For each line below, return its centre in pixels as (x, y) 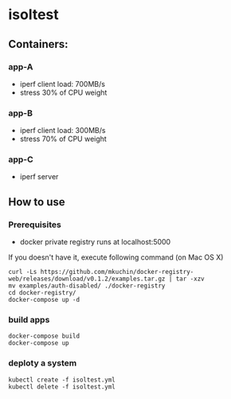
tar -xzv (190, 279)
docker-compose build (44, 336)
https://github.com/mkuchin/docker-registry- (117, 272)
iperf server (39, 177)
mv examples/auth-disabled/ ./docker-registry (87, 286)
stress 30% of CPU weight (63, 92)
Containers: (39, 44)
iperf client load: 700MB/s (63, 84)
